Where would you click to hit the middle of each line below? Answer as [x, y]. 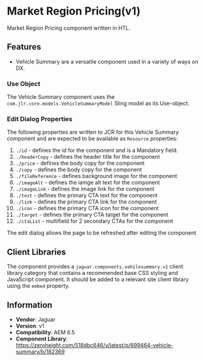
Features [24, 47]
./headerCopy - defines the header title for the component [88, 157]
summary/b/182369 [40, 351]
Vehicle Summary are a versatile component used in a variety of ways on [107, 61]
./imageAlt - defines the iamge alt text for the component [88, 182]
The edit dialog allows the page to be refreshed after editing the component [102, 233]
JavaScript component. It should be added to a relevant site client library [98, 279]
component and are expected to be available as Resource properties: [92, 139]
